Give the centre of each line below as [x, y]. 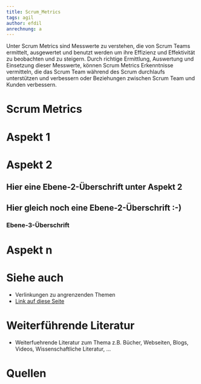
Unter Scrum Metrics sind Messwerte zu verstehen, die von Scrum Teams [98, 46]
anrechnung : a [24, 29]
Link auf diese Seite [40, 301]
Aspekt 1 [28, 137]
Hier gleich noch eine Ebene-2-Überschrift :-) [94, 208]
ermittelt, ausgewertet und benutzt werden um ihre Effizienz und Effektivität [101, 53]
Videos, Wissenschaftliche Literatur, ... [63, 349]
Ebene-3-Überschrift [38, 225]
